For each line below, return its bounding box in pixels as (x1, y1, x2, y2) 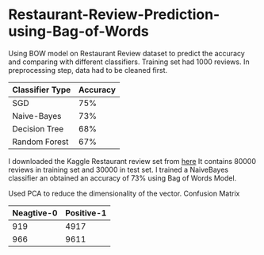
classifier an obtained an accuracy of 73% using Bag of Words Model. (8, 173, 237, 183)
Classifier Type (12, 84, 71, 95)
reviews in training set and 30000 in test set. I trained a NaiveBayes (8, 165, 228, 174)
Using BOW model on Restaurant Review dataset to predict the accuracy (8, 48, 246, 58)
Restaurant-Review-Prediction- (8, 6, 220, 24)
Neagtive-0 (12, 207, 58, 219)
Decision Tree (12, 123, 64, 134)
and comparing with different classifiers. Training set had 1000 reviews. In (8, 57, 250, 67)
